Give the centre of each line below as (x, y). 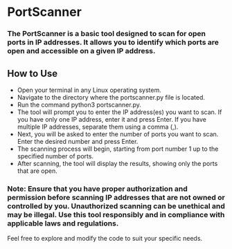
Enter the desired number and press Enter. (78, 141)
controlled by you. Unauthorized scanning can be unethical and (116, 206)
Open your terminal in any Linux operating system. (89, 90)
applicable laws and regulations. (63, 223)
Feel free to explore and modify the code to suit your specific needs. (105, 239)
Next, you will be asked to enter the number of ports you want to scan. (118, 134)
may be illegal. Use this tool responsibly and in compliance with (116, 214)
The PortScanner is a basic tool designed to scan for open (107, 34)
